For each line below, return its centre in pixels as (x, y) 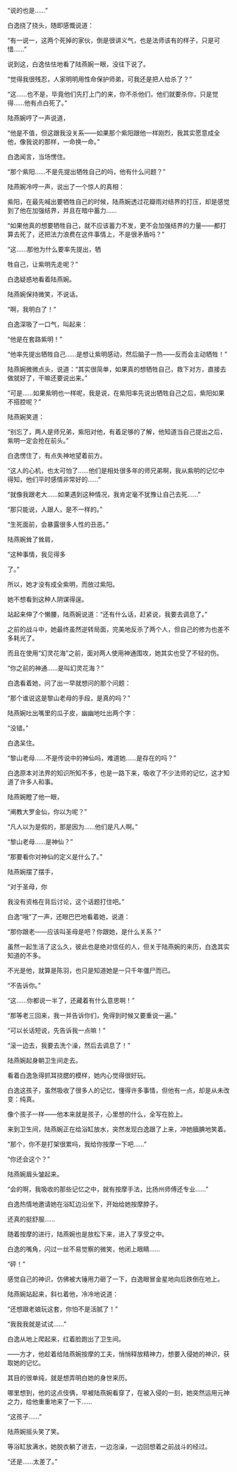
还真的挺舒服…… (31, 1219)
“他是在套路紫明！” (35, 339)
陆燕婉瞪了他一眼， (35, 797)
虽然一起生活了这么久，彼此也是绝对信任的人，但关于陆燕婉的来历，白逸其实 (119, 947)
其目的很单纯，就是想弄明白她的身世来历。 (69, 1378)
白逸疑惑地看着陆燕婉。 (41, 279)
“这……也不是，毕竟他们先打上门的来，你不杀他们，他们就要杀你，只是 (110, 94)
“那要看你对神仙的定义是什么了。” (55, 857)
